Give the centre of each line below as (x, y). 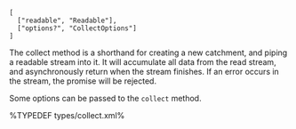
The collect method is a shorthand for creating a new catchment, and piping (148, 52)
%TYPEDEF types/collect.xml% (67, 115)
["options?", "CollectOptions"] (77, 28)
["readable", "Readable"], (67, 20)
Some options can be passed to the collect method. (105, 98)
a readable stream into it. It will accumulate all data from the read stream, (143, 62)
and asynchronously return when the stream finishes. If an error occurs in (144, 72)
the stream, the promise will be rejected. (83, 81)
